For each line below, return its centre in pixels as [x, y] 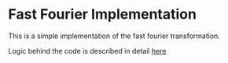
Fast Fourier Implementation [102, 14]
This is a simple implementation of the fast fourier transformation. [114, 36]
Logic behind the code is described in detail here [87, 51]
